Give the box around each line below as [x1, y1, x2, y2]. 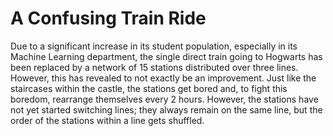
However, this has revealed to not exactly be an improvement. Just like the [10, 72, 317, 84]
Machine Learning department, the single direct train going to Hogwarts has [10, 50, 323, 62]
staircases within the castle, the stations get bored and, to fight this [10, 82, 288, 94]
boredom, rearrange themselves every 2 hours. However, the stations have [10, 93, 319, 105]
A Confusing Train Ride [10, 7, 207, 30]
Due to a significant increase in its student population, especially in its [10, 40, 298, 52]
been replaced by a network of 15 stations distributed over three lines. [10, 61, 299, 73]
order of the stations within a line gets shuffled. [10, 114, 205, 126]
